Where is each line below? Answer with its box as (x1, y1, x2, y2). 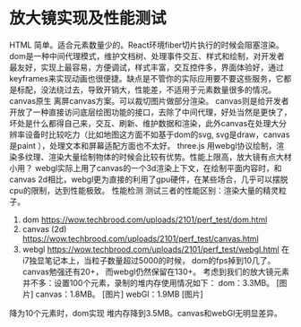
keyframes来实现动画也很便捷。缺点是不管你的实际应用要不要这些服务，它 (9, 73, 284, 83)
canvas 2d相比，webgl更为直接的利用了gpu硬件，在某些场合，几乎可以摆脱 (9, 174, 288, 185)
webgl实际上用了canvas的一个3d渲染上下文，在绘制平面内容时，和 (34, 162, 282, 173)
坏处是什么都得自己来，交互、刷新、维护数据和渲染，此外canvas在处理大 (9, 117, 279, 128)
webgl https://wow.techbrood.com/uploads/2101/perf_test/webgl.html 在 (21, 244, 289, 254)
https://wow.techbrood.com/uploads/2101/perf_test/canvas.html (21, 233, 260, 244)
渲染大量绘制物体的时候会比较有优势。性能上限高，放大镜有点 (47, 151, 276, 162)
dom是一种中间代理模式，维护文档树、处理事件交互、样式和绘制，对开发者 (9, 50, 285, 61)
